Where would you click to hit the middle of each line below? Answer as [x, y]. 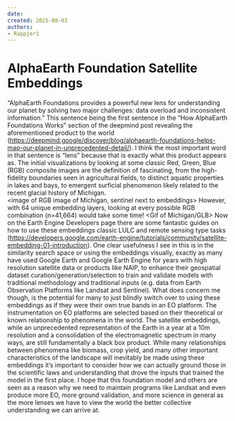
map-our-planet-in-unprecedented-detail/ [68, 148]
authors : [20, 27]
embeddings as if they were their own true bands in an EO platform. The [112, 305]
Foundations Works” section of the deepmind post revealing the [100, 126]
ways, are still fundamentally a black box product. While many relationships [117, 343]
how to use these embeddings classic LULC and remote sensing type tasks [116, 231]
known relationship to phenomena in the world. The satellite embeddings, [114, 320]
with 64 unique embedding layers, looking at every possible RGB [101, 208]
